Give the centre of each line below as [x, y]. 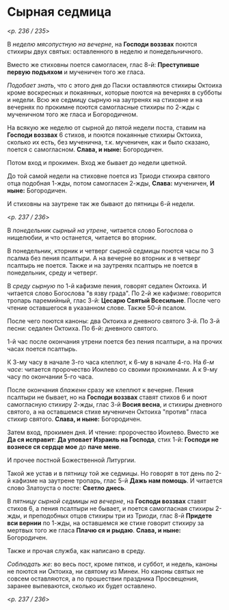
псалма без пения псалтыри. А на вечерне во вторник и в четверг [104, 258]
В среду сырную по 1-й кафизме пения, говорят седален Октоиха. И [107, 285]
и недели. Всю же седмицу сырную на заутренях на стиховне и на [105, 99]
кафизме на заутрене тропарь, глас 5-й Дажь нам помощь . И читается [118, 481]
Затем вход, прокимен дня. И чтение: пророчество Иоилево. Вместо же [113, 432]
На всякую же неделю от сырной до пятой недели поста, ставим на [107, 127]
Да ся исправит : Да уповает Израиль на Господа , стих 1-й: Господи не [113, 440]
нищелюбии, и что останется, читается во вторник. [82, 238]
